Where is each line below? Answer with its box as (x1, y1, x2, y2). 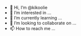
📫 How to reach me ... (9, 26, 55, 31)
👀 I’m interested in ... (9, 10, 52, 16)
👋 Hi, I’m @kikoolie (9, 5, 48, 10)
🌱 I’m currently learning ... (9, 15, 62, 20)
